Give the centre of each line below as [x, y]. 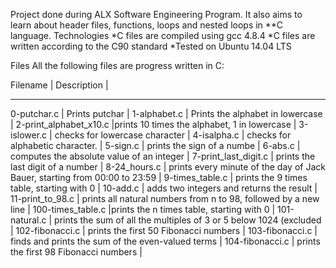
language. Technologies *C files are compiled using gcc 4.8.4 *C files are [163, 35]
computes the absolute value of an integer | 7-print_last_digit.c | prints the [163, 156]
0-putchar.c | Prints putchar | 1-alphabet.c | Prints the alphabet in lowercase [166, 113]
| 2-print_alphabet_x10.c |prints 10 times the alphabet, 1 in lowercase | [153, 124]
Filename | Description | [59, 85]
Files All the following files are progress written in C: [117, 65]
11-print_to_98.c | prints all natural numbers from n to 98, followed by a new [165, 198]
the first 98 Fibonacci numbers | [76, 252]
